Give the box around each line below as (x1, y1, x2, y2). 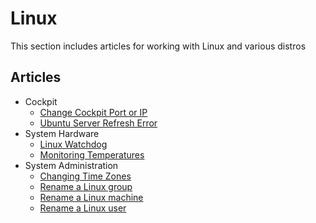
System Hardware (24, 127, 100, 139)
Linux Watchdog (39, 138, 108, 150)
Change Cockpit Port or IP (39, 106, 148, 118)
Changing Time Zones (39, 170, 132, 182)
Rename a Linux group (39, 180, 133, 192)
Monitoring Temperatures (39, 148, 145, 161)
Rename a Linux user (39, 202, 127, 214)
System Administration (24, 159, 119, 171)
